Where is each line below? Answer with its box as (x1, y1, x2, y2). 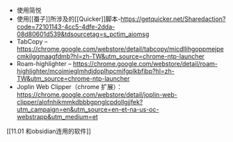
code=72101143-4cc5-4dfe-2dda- (16, 23, 115, 31)
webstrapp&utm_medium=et (16, 113, 98, 120)
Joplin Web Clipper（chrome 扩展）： (16, 83, 123, 90)
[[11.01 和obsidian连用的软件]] (6, 127, 91, 135)
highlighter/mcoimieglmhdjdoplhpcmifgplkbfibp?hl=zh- (16, 67, 175, 75)
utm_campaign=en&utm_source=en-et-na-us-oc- (16, 105, 159, 113)
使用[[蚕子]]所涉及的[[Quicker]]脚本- (16, 15, 121, 23)
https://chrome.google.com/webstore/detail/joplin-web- (16, 90, 178, 99)
